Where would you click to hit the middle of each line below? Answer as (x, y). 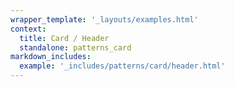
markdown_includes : (51, 57)
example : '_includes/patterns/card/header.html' (122, 66)
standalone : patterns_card (75, 47)
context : (28, 29)
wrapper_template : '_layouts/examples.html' (104, 19)
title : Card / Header (64, 38)
